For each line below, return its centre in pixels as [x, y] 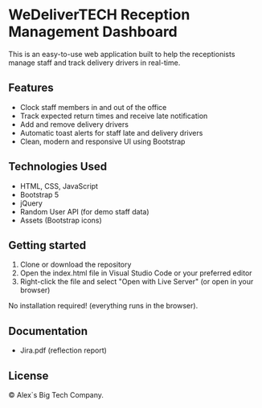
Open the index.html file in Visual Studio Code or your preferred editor [136, 273]
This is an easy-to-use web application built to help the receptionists [122, 54]
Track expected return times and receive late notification [114, 116]
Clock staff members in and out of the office [93, 107]
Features [31, 88]
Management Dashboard [93, 32]
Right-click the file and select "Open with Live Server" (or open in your [137, 282]
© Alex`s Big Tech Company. [56, 395]
